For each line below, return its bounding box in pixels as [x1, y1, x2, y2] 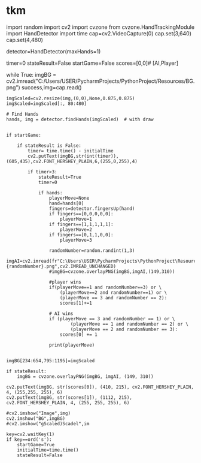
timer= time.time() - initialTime [28, 148, 114, 154]
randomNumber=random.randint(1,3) [48, 247, 135, 254]
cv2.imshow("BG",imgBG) [6, 415, 66, 422]
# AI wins [48, 310, 74, 317]
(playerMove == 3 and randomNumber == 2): [59, 294, 167, 300]
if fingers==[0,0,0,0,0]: [48, 211, 114, 217]
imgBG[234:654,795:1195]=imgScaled [6, 357, 95, 363]
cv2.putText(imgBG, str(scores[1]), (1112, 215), [6, 394, 133, 401]
